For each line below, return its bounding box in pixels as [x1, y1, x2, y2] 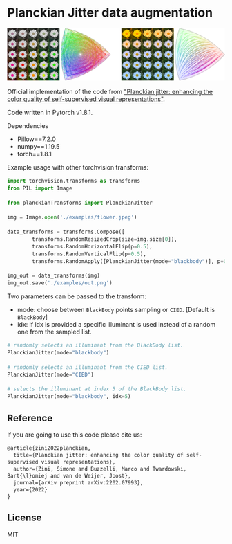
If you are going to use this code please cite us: [7, 430, 142, 439]
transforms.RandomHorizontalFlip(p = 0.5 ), [32, 243, 153, 250]
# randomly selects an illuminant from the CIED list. [7, 363, 168, 371]
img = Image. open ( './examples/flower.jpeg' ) [7, 214, 137, 221]
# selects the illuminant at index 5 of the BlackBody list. [7, 386, 187, 392]
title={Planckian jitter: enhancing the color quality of [13, 451, 184, 458]
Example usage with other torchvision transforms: [7, 163, 149, 172]
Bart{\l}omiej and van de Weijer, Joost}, [7, 472, 131, 479]
